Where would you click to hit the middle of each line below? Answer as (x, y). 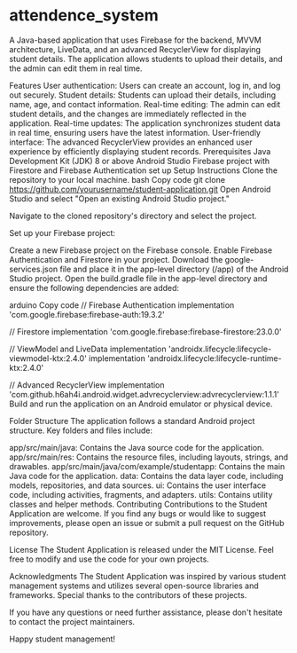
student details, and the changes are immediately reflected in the (128, 114)
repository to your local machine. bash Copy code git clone (117, 179)
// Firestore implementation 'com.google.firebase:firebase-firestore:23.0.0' (145, 331)
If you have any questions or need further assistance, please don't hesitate (146, 612)
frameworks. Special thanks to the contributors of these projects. (128, 594)
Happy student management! (63, 639)
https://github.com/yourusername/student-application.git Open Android (140, 189)
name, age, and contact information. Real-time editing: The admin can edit (145, 104)
